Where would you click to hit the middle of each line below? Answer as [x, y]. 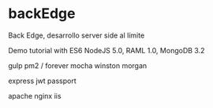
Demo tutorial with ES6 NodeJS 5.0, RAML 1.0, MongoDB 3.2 [106, 50]
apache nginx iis [35, 95]
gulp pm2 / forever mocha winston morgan [78, 65]
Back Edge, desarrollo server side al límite [77, 35]
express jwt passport [42, 81]
